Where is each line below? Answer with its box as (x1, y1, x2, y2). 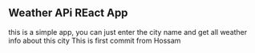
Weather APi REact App (8, 6, 128, 20)
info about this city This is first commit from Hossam (8, 36, 181, 45)
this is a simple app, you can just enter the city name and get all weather (8, 27, 248, 36)
